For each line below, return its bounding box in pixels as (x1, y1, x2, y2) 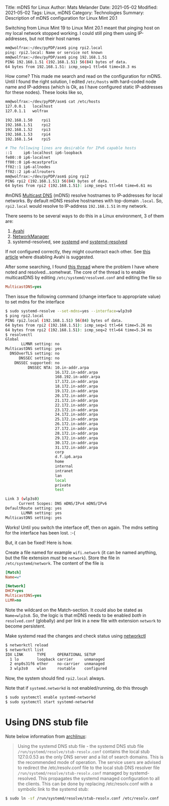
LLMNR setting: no (21, 341, 60, 347)
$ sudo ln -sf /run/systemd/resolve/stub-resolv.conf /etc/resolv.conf (5, 796, 159, 801)
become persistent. (5, 623, 46, 629)
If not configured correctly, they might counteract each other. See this (5, 249, 151, 255)
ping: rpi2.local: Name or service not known (5, 50, 102, 55)
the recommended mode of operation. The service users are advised (17, 759, 161, 765)
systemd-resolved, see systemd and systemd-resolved (12, 239, 128, 245)
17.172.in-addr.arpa (54, 379, 98, 384)
